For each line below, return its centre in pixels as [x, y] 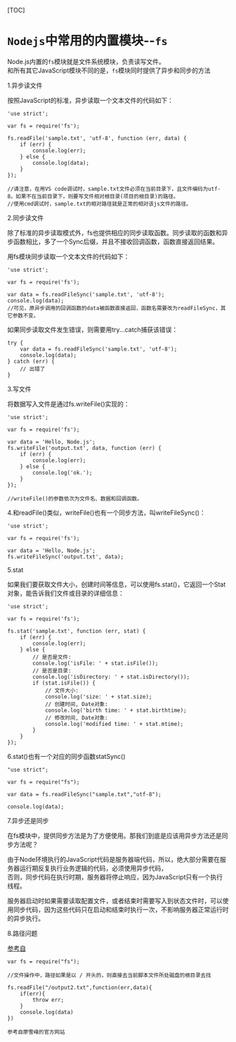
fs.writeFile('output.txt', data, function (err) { [84, 448]
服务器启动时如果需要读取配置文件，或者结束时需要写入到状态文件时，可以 [115, 900]
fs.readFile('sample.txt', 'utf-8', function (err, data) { [97, 138]
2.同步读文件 [26, 218]
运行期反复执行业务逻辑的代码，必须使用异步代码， [93, 868]
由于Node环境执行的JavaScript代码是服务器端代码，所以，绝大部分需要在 [113, 859]
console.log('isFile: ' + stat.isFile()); [96, 663]
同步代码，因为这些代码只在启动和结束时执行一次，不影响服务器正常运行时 [121, 909]
